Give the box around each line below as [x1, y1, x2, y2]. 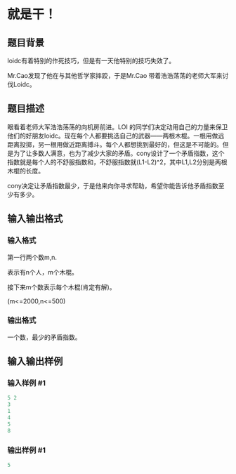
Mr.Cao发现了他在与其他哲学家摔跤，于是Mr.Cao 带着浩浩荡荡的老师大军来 [7, 72, 223, 79]
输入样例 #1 [7, 378, 46, 388]
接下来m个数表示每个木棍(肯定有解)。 [7, 282, 116, 291]
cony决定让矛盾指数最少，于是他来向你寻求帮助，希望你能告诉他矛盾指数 [7, 181, 219, 190]
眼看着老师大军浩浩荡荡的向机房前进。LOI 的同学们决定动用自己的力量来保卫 [7, 122, 228, 131]
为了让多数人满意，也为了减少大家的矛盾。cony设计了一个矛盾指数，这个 [13, 149, 225, 157]
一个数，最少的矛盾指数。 [7, 333, 81, 341]
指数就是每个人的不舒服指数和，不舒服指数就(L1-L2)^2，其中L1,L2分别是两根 [7, 157, 228, 166]
